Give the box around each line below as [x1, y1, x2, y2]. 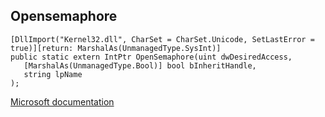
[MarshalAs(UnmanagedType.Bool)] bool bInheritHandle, [23, 60, 257, 71]
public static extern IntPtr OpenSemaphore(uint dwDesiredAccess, [10, 52, 293, 62]
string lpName [23, 69, 83, 79]
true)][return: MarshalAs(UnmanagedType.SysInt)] [10, 43, 222, 53]
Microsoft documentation [10, 95, 115, 108]
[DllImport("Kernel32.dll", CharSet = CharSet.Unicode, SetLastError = [10, 34, 315, 44]
